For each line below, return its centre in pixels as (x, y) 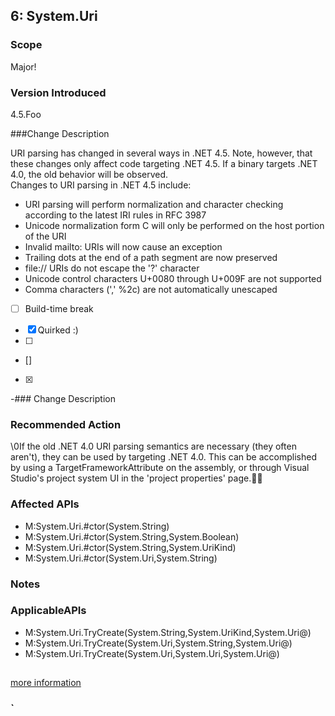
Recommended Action (66, 424)
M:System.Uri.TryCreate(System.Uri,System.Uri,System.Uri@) (152, 653)
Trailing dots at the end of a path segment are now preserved (151, 257)
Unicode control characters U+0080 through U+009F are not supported (173, 278)
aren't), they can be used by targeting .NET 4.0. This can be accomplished (163, 457)
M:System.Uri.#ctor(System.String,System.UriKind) (130, 547)
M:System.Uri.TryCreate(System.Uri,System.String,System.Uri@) (158, 643)
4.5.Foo (26, 114)
